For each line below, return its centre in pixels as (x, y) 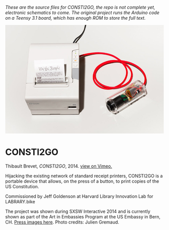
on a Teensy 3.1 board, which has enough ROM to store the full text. (75, 18)
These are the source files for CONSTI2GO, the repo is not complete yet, (80, 7)
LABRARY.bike (20, 202)
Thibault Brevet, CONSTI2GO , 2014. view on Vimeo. (59, 166)
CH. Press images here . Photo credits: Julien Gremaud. (62, 222)
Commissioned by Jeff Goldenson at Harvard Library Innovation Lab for (79, 196)
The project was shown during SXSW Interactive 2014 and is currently (78, 211)
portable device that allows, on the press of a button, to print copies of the (82, 181)
